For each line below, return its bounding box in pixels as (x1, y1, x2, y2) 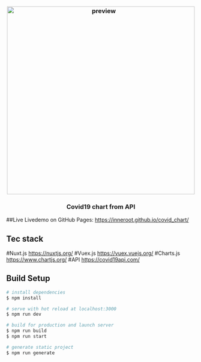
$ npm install (6, 295, 42, 301)
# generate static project (6, 344, 74, 350)
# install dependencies (6, 289, 66, 295)
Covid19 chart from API (66, 202, 136, 210)
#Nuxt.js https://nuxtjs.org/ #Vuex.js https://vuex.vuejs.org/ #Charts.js (6, 250, 181, 257)
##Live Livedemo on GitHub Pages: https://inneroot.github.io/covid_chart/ (6, 216, 189, 224)
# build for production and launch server (6, 322, 114, 328)
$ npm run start (6, 334, 47, 340)
